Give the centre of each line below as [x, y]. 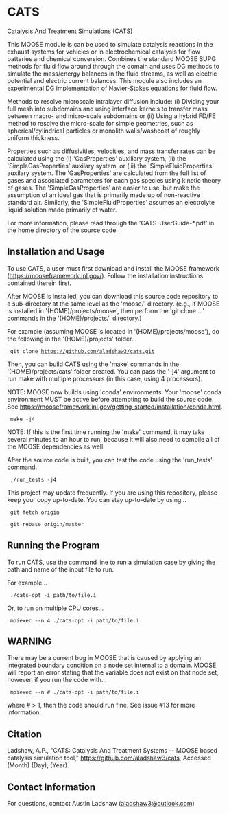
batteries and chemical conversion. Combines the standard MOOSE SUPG [111, 58]
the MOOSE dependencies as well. [56, 446]
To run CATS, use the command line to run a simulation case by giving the [111, 562]
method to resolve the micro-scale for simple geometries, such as [100, 123]
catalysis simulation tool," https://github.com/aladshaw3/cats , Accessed [109, 758]
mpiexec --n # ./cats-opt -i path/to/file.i [74, 692]
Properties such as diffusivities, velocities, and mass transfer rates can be [111, 151]
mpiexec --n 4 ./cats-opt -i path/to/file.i [74, 620]
